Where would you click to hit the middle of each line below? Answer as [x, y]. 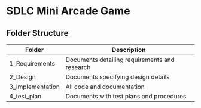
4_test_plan [25, 96]
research [78, 67]
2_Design [22, 77]
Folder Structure [37, 33]
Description [129, 50]
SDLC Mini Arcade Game [68, 11]
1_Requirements [32, 64]
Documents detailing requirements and [120, 60]
